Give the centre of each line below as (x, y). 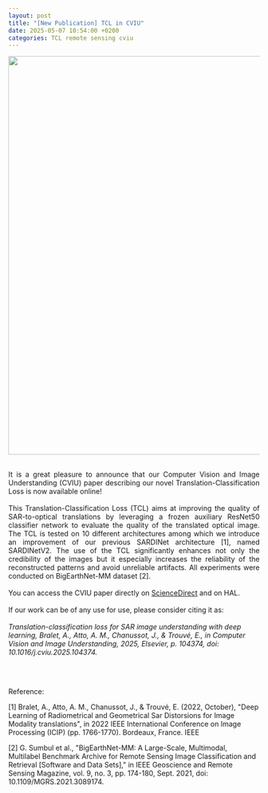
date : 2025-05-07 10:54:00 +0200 (64, 30)
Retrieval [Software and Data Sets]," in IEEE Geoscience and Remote (120, 765)
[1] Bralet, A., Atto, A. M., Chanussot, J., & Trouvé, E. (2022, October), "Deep (134, 707)
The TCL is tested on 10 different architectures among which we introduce (134, 534)
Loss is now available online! (55, 492)
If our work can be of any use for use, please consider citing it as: (116, 610)
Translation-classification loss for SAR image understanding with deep (125, 627)
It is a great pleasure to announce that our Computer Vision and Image (134, 474)
